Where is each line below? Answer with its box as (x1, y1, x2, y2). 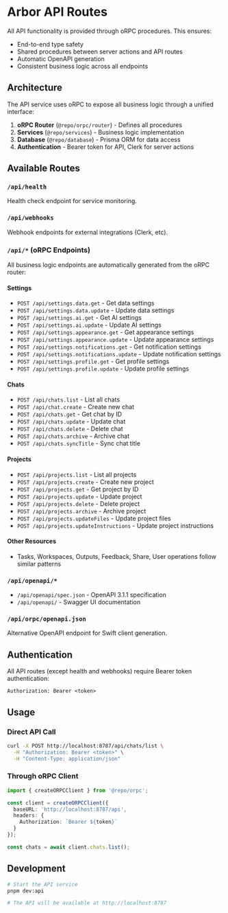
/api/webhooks (7, 214, 54, 222)
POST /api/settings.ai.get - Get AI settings (16, 314, 142, 322)
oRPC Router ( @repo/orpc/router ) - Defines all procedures (16, 121, 183, 129)
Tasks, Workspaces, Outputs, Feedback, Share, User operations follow (16, 552, 217, 560)
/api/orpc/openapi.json (7, 615, 87, 623)
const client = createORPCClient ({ (7, 799, 109, 807)
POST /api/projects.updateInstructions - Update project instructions (16, 521, 214, 529)
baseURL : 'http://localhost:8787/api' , (13, 806, 127, 813)
